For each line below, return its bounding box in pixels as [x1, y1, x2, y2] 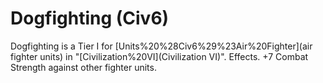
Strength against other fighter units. [10, 61, 157, 73]
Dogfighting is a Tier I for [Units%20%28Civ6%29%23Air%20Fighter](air [10, 40, 313, 52]
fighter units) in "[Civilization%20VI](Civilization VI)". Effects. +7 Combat [10, 50, 309, 62]
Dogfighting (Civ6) [10, 7, 170, 30]
